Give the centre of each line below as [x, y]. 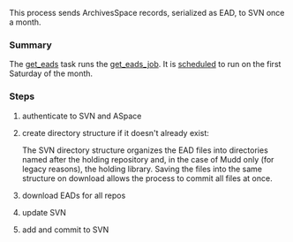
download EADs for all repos [74, 195]
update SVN [44, 212]
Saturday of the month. [51, 73]
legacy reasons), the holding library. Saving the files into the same [142, 169]
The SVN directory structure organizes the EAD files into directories [145, 150]
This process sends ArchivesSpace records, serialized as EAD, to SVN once [147, 13]
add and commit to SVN [65, 230]
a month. [25, 22]
